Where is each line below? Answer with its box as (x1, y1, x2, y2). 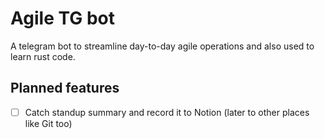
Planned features (10, 80, 120, 97)
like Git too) (24, 117, 73, 129)
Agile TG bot (10, 7, 115, 30)
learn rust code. (10, 50, 76, 62)
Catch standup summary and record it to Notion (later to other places (24, 106, 310, 118)
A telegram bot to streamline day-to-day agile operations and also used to (10, 40, 315, 52)
